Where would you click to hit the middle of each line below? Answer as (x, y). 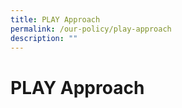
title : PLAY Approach (55, 19)
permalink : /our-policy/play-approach (91, 29)
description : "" (44, 38)
